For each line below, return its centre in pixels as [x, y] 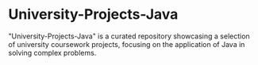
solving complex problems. [52, 52]
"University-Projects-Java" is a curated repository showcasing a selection [129, 36]
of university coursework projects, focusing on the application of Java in [127, 44]
